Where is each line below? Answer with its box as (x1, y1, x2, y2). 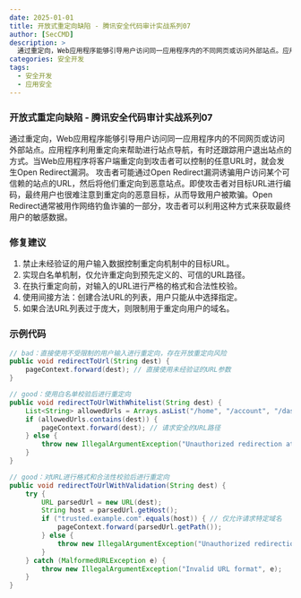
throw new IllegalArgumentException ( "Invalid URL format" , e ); (41, 564, 282, 574)
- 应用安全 (17, 80, 53, 89)
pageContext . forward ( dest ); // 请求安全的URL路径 (41, 423, 221, 432)
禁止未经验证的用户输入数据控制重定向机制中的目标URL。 (21, 258, 235, 269)
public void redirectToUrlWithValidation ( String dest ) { (9, 481, 227, 490)
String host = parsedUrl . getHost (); (41, 506, 178, 516)
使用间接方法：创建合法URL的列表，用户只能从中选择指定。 (21, 292, 243, 303)
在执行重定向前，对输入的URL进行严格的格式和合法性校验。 (21, 281, 243, 291)
